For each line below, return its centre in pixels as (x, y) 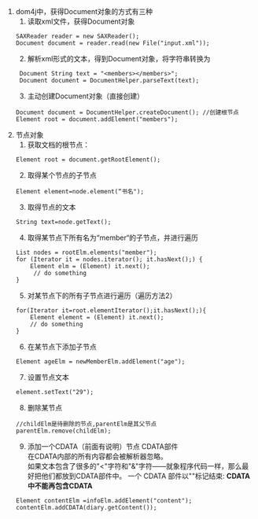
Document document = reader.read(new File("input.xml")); (112, 43)
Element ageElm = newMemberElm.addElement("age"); (100, 362)
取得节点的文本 (52, 207)
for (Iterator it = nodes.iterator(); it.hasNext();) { (109, 259)
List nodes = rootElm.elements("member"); (86, 252)
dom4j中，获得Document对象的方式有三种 (84, 11)
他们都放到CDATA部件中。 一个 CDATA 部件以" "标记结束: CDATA (146, 476)
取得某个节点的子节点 (62, 175)
